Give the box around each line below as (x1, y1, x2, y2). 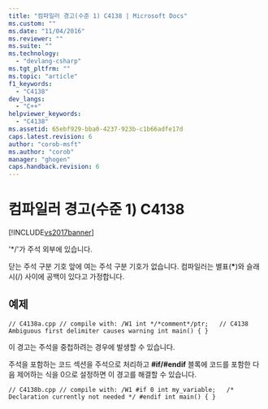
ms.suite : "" (8, 42, 53, 50)
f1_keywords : (8, 80, 53, 88)
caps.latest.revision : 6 (8, 132, 93, 140)
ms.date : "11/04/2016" (8, 27, 85, 35)
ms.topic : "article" (8, 72, 79, 80)
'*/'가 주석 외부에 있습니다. (8, 244, 93, 254)
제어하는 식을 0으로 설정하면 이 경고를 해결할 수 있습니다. (16, 369, 197, 379)
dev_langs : (8, 95, 45, 103)
